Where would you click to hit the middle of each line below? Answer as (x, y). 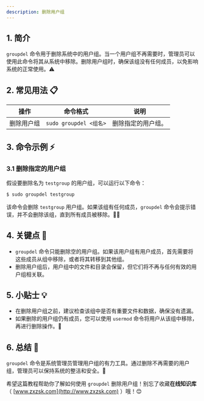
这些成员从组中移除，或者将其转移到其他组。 (71, 259)
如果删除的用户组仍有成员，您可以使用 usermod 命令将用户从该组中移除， (106, 319)
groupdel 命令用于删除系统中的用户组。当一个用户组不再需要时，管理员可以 (101, 54)
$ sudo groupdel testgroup (40, 194)
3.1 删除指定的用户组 (36, 168)
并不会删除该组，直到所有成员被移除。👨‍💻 (69, 215)
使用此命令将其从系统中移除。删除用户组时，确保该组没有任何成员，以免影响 (102, 62)
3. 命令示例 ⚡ (31, 147)
